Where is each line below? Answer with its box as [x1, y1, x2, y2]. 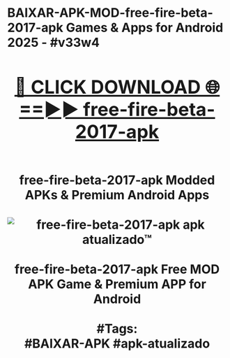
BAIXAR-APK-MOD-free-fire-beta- [7, 5, 214, 21]
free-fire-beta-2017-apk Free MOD [14, 261, 220, 277]
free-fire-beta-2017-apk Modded [19, 172, 215, 188]
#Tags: [96, 320, 138, 336]
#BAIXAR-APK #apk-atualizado [24, 336, 210, 351]
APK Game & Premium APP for [27, 276, 207, 292]
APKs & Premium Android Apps [24, 187, 210, 203]
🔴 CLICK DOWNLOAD [14, 75, 201, 99]
